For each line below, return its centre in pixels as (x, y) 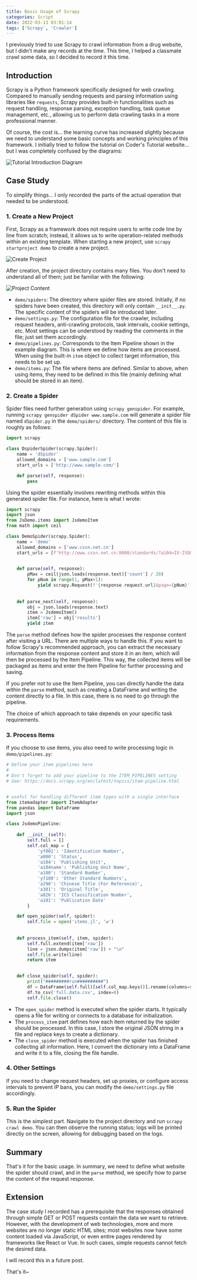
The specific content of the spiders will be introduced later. (86, 312)
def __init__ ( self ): (42, 835)
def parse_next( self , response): (57, 602)
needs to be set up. (38, 362)
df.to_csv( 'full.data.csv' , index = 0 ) (73, 992)
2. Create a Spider (32, 396)
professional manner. (32, 121)
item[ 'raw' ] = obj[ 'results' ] (64, 618)
